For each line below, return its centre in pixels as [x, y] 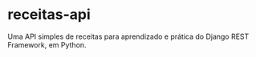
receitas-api [49, 15]
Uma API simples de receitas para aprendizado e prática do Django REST [128, 36]
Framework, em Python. [47, 44]
